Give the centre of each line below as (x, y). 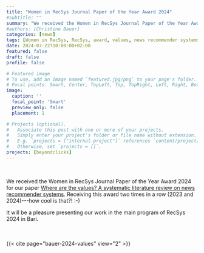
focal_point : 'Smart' (39, 102)
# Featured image (28, 73)
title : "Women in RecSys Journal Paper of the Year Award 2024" (89, 12)
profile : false (25, 62)
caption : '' (27, 96)
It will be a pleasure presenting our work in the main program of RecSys (96, 212)
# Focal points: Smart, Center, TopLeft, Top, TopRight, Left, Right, (97, 85)
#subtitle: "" (24, 18)
